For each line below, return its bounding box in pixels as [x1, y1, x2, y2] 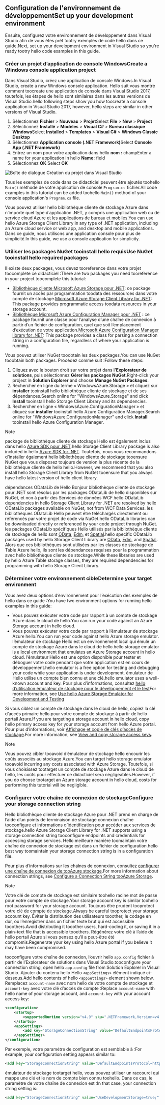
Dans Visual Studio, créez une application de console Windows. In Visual [5, 78, 151, 84]
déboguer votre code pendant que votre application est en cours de [12, 659, 150, 665]
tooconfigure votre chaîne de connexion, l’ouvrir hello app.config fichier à [5, 954, 154, 960]
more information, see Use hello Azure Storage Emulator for [12, 691, 134, 697]
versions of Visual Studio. [5, 109, 57, 115]
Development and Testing [12, 696, 65, 702]
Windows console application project [5, 66, 96, 73]
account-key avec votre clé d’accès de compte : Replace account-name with [5, 986, 155, 991]
